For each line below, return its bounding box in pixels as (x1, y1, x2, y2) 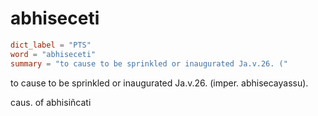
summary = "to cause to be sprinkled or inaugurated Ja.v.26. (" (10, 58, 288, 69)
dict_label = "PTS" (10, 40, 92, 50)
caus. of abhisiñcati (10, 96, 92, 108)
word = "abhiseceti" (10, 49, 97, 59)
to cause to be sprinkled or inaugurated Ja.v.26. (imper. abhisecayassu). (10, 77, 309, 89)
